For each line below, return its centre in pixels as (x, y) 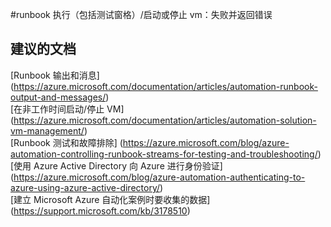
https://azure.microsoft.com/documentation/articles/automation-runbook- (165, 86)
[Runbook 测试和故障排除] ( (66, 142)
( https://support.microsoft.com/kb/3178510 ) (100, 210)
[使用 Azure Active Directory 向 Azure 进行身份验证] (116, 165)
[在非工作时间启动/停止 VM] (67, 109)
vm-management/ (47, 130)
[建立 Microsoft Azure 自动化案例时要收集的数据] (110, 199)
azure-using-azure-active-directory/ (85, 187)
